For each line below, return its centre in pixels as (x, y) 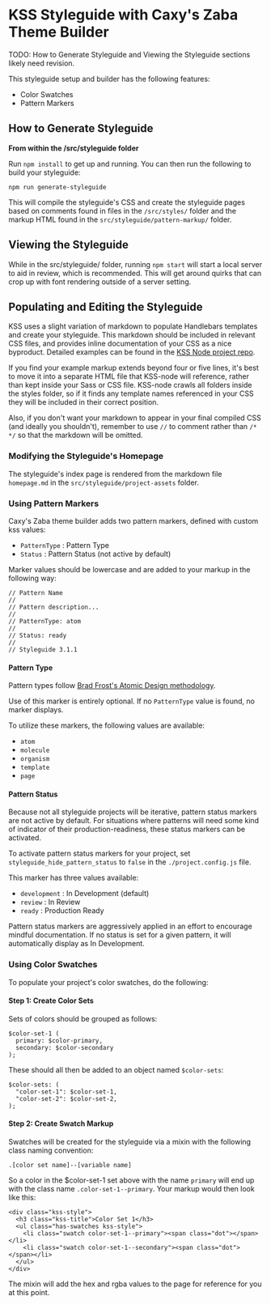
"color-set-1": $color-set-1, (66, 1092)
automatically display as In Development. (77, 944)
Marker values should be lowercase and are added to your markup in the (129, 569)
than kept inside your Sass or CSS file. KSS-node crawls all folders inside (130, 385)
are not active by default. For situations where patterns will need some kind (134, 821)
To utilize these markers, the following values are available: (106, 725)
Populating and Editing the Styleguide (106, 306)
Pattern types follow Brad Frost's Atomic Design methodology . (112, 686)
